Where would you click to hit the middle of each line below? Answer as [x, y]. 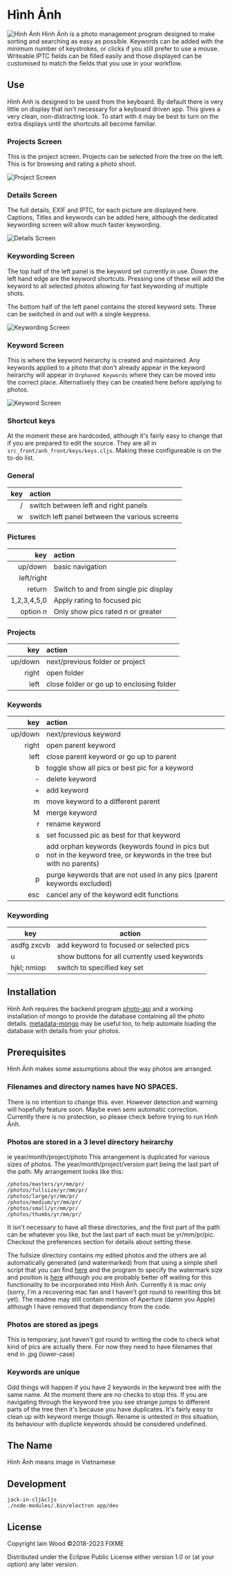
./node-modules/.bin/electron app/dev [63, 1506]
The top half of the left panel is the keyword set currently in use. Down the [113, 271]
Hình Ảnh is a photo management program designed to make [128, 34]
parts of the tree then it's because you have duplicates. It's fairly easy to [110, 1409]
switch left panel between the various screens [104, 516]
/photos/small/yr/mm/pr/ [43, 1208]
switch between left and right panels [88, 505]
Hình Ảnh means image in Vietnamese [61, 1462]
